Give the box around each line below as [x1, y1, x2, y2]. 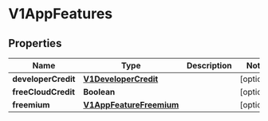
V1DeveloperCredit [83, 73, 159, 84]
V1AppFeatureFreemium [83, 100, 179, 110]
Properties [8, 37, 62, 50]
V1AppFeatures [8, 5, 113, 23]
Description [186, 60, 233, 71]
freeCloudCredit [12, 87, 76, 97]
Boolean [83, 87, 116, 97]
